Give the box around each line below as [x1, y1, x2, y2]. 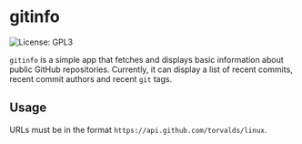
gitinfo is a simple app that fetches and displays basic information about [9, 54, 284, 65]
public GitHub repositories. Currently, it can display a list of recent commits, [9, 64, 293, 75]
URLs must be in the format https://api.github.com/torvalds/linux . [9, 124, 267, 135]
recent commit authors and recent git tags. [9, 73, 173, 84]
